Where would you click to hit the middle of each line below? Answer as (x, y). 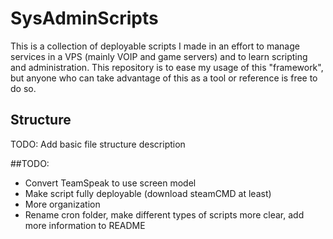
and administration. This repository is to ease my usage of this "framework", (167, 67)
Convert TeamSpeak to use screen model (110, 183)
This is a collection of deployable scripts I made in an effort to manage (155, 46)
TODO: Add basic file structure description (98, 144)
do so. (23, 88)
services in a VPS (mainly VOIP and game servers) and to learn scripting (159, 56)
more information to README (85, 225)
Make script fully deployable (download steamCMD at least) (148, 193)
